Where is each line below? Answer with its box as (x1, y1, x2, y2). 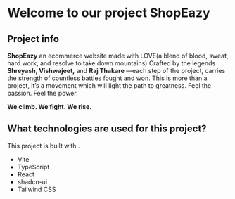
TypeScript (17, 162, 50, 171)
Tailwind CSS (17, 185, 56, 193)
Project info (7, 33, 60, 45)
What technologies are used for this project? (7, 123, 207, 135)
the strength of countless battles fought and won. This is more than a (7, 74, 208, 82)
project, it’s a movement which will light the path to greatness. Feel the (7, 82, 212, 89)
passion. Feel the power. (7, 89, 79, 97)
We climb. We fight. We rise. (7, 103, 92, 110)
